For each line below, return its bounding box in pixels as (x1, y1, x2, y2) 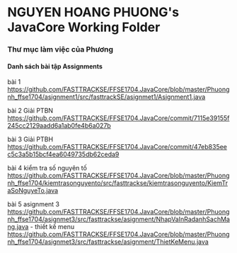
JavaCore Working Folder (7, 19, 161, 35)
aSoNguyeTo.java (7, 187, 59, 195)
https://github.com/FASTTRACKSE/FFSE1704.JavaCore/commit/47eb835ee (7, 143, 228, 151)
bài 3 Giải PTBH (7, 135, 54, 143)
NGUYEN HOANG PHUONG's (7, 4, 179, 20)
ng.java (7, 223, 29, 231)
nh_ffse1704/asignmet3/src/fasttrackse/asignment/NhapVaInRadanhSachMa (7, 215, 230, 223)
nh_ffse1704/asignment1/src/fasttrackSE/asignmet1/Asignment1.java (7, 93, 206, 101)
